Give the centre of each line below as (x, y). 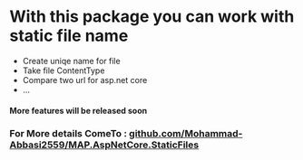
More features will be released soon (78, 110)
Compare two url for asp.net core (85, 80)
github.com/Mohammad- (186, 134)
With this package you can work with (152, 17)
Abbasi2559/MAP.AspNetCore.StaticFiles (104, 145)
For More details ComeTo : (68, 134)
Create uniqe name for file (71, 61)
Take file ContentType (64, 71)
